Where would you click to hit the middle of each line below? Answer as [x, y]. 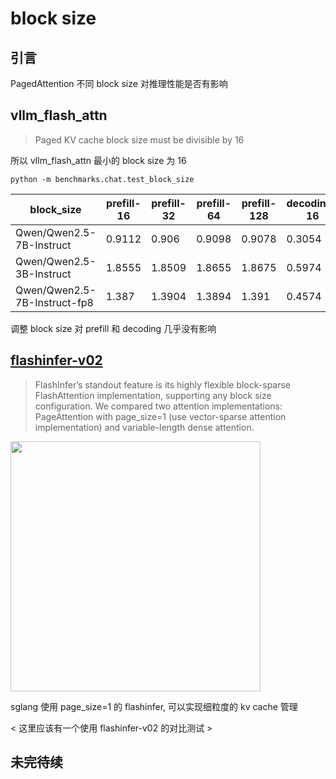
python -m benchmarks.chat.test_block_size [102, 179]
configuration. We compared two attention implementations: [158, 406]
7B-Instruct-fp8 [54, 302]
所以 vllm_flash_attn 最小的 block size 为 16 [98, 160]
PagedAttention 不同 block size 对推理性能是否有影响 [119, 83]
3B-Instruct [43, 274]
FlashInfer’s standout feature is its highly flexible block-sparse [163, 384]
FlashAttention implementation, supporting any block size [153, 395]
